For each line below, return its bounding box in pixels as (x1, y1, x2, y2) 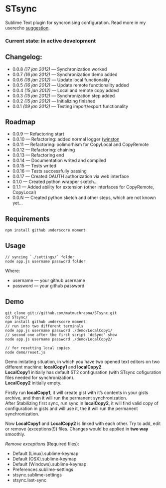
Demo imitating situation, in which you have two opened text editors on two (5, 358, 160, 364)
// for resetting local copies (5, 345, 70, 350)
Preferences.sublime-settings (12, 466, 74, 472)
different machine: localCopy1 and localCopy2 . (5, 363, 103, 370)
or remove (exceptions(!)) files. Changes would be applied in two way (5, 425, 149, 431)
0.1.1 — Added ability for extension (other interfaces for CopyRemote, (12, 184, 155, 190)
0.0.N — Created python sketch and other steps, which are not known (12, 194, 156, 200)
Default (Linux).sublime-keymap (12, 450, 79, 456)
